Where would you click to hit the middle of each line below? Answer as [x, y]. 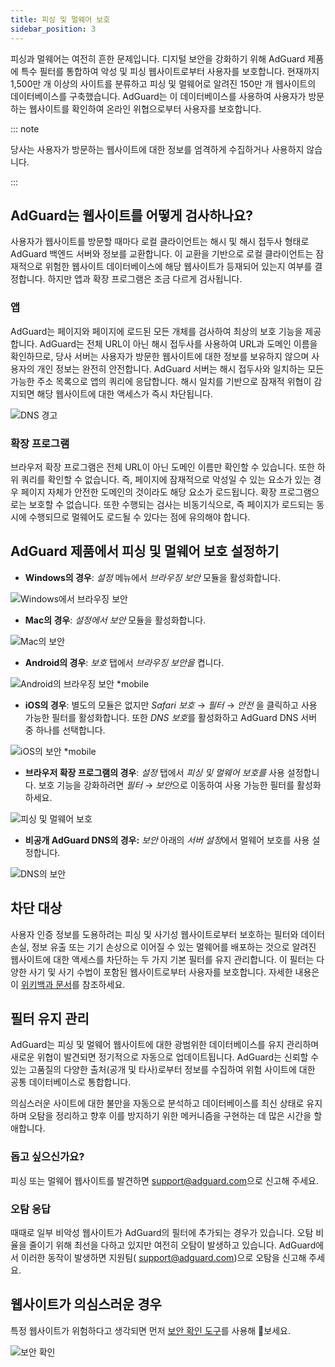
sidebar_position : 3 [53, 29]
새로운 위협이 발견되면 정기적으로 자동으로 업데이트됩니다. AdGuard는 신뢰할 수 [165, 1057]
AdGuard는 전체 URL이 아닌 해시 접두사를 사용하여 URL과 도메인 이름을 [178, 343]
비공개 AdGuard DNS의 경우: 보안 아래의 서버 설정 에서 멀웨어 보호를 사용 [167, 840]
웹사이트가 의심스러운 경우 [86, 1304]
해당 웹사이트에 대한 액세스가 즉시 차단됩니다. [124, 393]
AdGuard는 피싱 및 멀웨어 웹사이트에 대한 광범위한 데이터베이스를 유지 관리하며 [165, 1045]
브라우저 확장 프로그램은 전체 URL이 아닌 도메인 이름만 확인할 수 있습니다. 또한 [162, 467]
